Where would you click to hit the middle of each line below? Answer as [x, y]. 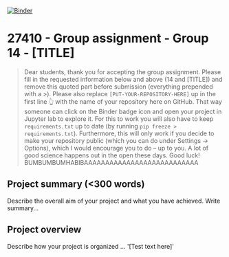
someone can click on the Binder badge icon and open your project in [123, 111]
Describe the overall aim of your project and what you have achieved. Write [114, 201]
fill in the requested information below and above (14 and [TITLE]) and [123, 79]
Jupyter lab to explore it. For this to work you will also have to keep [119, 119]
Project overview [44, 230]
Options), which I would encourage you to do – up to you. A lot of [116, 148]
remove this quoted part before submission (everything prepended [118, 87]
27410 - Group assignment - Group [108, 38]
